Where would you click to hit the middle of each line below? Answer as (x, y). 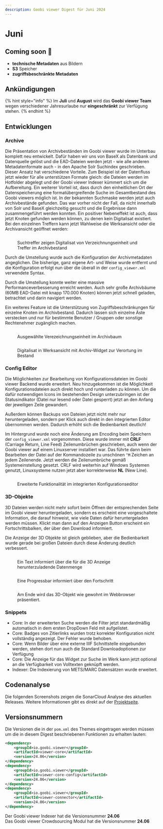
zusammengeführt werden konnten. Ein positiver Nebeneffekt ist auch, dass (81, 213)
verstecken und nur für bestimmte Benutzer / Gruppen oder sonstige (74, 318)
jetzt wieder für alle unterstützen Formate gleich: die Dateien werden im (77, 177)
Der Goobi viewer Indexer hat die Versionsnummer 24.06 (63, 816)
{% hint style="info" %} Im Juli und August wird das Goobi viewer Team (78, 101)
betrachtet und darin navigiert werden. (44, 298)
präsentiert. (29, 600)
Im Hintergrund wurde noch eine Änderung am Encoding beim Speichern (78, 434)
